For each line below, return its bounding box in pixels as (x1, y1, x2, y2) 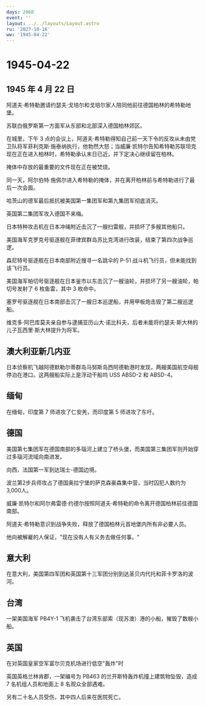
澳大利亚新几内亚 (6, 346, 71, 356)
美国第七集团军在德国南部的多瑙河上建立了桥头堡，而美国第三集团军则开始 (6, 445, 193, 453)
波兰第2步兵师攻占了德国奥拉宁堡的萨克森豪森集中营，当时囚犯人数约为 (6, 479, 186, 486)
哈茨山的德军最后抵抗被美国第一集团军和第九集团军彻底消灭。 (6, 197, 162, 205)
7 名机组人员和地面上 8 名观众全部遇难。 (6, 680, 109, 688)
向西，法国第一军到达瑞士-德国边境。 (6, 466, 100, 473)
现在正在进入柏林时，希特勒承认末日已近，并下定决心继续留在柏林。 (6, 151, 178, 158)
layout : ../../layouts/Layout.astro (6, 20, 99, 26)
